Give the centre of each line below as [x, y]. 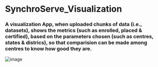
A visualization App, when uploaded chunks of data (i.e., [74, 24]
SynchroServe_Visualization [64, 9]
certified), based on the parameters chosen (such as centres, [79, 37]
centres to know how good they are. [49, 49]
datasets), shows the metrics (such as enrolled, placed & [74, 30]
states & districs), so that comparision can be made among [76, 43]
